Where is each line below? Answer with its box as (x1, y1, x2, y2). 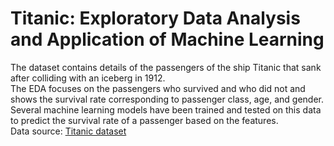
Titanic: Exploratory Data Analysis (10, 7, 301, 30)
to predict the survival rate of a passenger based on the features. (10, 114, 279, 126)
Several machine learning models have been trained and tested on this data (10, 103, 322, 116)
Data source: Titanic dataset (10, 125, 127, 137)
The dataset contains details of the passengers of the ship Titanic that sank (10, 61, 322, 73)
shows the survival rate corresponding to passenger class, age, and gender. (10, 93, 325, 105)
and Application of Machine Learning (10, 28, 325, 51)
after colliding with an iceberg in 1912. (10, 72, 166, 84)
